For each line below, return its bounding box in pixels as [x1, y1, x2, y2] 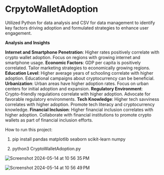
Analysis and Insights [5, 39, 50, 45]
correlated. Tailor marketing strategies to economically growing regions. [5, 65, 150, 71]
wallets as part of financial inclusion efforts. [5, 117, 93, 123]
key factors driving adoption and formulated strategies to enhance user [5, 25, 149, 30]
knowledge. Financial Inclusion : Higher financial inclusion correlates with [5, 107, 153, 113]
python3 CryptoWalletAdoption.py [12, 146, 81, 151]
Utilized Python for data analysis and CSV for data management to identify [5, 20, 155, 26]
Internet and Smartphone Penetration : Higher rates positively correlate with [5, 49, 160, 55]
